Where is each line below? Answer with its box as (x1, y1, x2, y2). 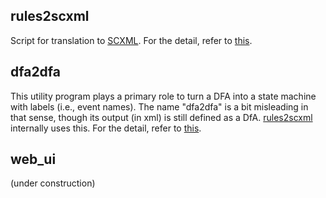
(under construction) (10, 177, 96, 189)
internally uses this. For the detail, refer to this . (10, 122, 202, 134)
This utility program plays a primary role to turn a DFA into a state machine (10, 90, 317, 102)
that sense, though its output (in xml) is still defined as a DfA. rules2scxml (10, 111, 313, 123)
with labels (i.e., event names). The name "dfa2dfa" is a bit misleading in (10, 100, 309, 113)
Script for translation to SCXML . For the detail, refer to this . (10, 34, 253, 46)
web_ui (10, 151, 57, 168)
